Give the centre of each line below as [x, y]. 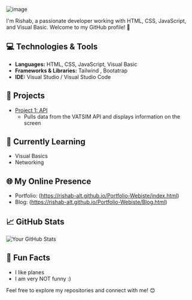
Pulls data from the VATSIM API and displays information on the [102, 116]
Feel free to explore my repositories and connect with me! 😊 [81, 290]
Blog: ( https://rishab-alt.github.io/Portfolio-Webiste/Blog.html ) [91, 202]
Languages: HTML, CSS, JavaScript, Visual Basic [76, 64]
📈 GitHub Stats [35, 222]
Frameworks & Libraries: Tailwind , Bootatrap [71, 70]
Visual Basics [31, 156]
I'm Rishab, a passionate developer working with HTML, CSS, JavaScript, [96, 21]
